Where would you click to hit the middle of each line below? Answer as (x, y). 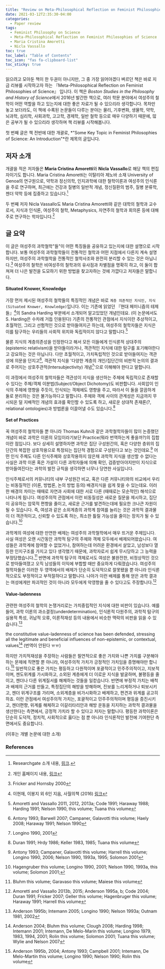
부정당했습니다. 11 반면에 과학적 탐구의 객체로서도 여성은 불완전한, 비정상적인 (78, 557)
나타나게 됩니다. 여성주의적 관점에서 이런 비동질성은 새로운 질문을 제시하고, (77, 498)
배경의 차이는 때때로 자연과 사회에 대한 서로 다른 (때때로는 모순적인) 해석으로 (83, 491)
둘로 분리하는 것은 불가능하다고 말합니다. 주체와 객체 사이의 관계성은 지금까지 (79, 396)
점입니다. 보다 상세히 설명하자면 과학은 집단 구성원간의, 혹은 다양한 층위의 (84, 444)
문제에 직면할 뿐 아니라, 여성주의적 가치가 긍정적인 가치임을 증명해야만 (81, 662)
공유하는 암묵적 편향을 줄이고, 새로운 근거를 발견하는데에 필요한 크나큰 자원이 (84, 504)
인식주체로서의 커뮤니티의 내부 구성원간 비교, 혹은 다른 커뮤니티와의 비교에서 (78, 479)
